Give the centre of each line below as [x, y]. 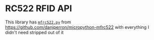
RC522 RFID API [38, 9]
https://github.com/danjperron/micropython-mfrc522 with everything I [77, 27]
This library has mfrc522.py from [38, 22]
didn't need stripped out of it [34, 32]
